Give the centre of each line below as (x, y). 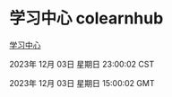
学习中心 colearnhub (86, 18)
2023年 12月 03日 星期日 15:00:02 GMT (82, 83)
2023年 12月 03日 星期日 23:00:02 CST (82, 64)
